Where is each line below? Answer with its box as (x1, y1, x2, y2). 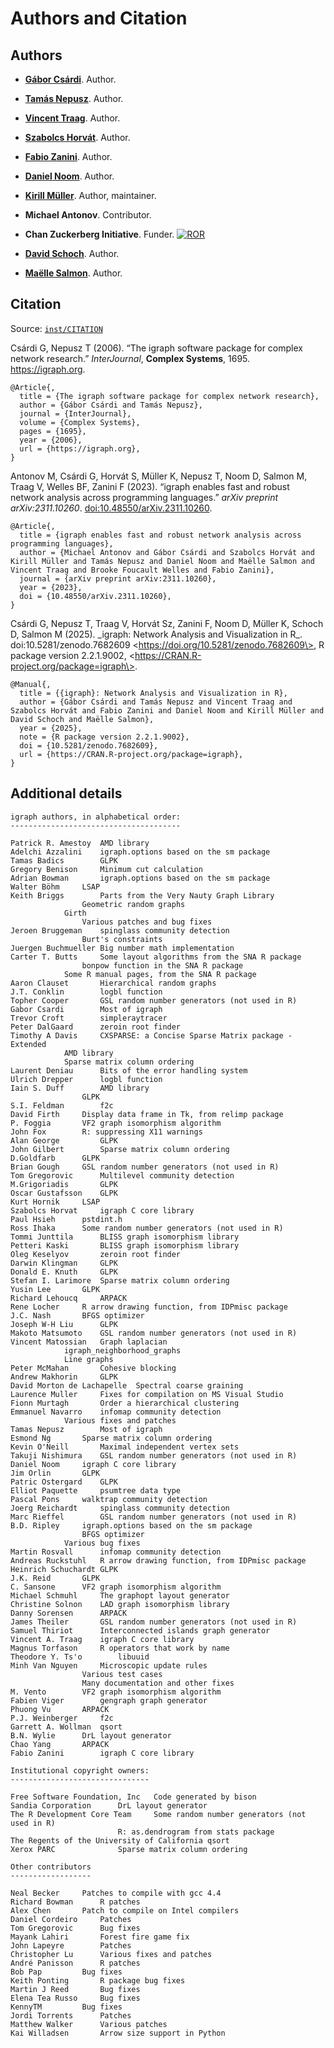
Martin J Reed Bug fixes (10, 1984, 141, 1994)
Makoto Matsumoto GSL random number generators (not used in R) (10, 1328, 298, 1338)
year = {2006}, (19, 435, 83, 445)
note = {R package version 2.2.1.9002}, (19, 732, 190, 742)
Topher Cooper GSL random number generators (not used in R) (10, 995, 298, 1006)
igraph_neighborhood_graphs (63, 1345, 182, 1356)
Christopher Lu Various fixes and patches (10, 1949, 213, 1959)
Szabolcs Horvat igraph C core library (10, 1205, 195, 1216)
